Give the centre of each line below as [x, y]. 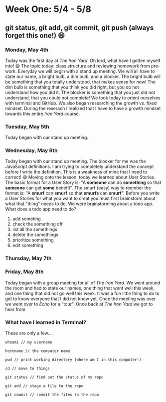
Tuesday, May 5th [27, 126]
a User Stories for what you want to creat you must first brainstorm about [80, 198]
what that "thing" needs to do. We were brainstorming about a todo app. [79, 204]
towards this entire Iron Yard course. [43, 113]
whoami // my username [29, 342]
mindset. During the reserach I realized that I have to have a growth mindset [83, 108]
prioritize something [33, 240]
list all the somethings [35, 229]
